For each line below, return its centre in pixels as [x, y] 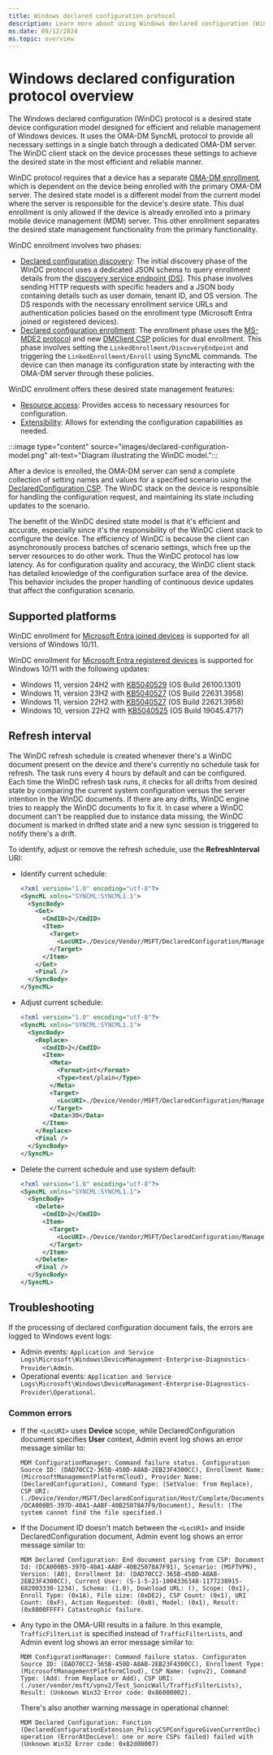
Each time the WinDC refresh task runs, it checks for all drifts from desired [133, 781]
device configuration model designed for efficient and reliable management [135, 128]
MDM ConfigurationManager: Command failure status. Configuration [135, 1463]
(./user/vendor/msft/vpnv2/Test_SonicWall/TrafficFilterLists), [131, 1686]
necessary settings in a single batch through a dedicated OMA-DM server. [133, 145]
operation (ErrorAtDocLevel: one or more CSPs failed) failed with [136, 1737]
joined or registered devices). [69, 321]
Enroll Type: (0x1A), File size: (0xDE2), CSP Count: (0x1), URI [133, 1596]
